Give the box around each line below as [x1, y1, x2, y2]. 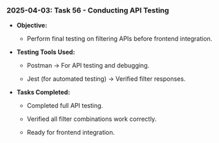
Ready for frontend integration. [26, 128, 115, 137]
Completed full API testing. [26, 102, 104, 110]
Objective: [16, 21, 48, 30]
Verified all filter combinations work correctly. [26, 115, 157, 123]
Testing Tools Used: [16, 48, 75, 57]
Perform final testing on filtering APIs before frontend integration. [26, 35, 213, 43]
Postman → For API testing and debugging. [26, 61, 150, 70]
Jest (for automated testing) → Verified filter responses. [26, 75, 186, 83]
